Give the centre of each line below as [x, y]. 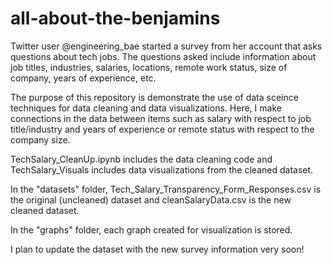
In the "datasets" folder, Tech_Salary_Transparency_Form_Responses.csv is [166, 189]
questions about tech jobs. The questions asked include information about [163, 56]
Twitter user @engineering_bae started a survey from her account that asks [166, 46]
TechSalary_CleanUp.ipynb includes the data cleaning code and [141, 159]
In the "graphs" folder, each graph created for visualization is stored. [151, 229]
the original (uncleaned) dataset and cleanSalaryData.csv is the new [151, 199]
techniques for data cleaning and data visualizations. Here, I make [146, 108]
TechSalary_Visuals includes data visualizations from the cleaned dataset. [162, 169]
